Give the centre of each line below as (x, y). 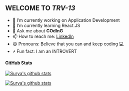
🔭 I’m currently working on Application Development (66, 20)
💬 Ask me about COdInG (38, 31)
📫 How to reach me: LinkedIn (43, 36)
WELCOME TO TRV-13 (40, 8)
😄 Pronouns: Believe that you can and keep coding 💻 (68, 44)
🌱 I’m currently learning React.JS (46, 25)
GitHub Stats (19, 63)
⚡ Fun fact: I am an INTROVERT (45, 51)
